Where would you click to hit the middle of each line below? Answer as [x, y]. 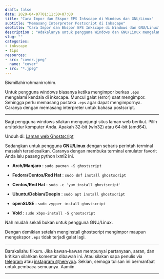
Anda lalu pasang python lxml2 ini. [40, 156]
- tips [12, 50]
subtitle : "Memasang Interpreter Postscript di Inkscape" [65, 23]
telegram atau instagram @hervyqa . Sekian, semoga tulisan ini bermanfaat [80, 261]
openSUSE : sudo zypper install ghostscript [59, 204]
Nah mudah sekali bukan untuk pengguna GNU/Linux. [59, 222]
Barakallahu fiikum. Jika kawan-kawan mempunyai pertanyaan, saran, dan [80, 251]
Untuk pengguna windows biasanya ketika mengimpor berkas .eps [72, 92]
